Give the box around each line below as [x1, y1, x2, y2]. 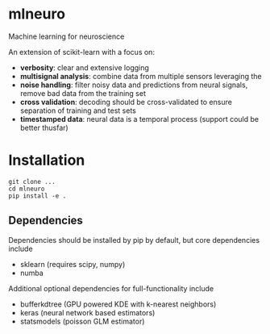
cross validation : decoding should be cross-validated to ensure [19, 97, 232, 106]
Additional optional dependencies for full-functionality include [8, 283, 214, 293]
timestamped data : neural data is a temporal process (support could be [19, 114, 260, 123]
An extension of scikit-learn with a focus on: [8, 47, 156, 56]
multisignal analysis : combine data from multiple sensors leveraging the [19, 71, 262, 81]
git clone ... [8, 177, 56, 186]
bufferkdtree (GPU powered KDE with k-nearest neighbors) [19, 299, 217, 309]
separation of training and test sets [19, 106, 137, 115]
